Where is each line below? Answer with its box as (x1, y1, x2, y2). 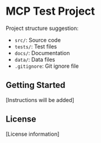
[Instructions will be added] (5, 96, 74, 103)
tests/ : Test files (14, 43, 57, 50)
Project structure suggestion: (5, 24, 79, 32)
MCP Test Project (5, 4, 96, 18)
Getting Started (5, 80, 66, 90)
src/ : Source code (14, 36, 61, 43)
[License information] (5, 130, 60, 137)
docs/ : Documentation (14, 49, 71, 56)
